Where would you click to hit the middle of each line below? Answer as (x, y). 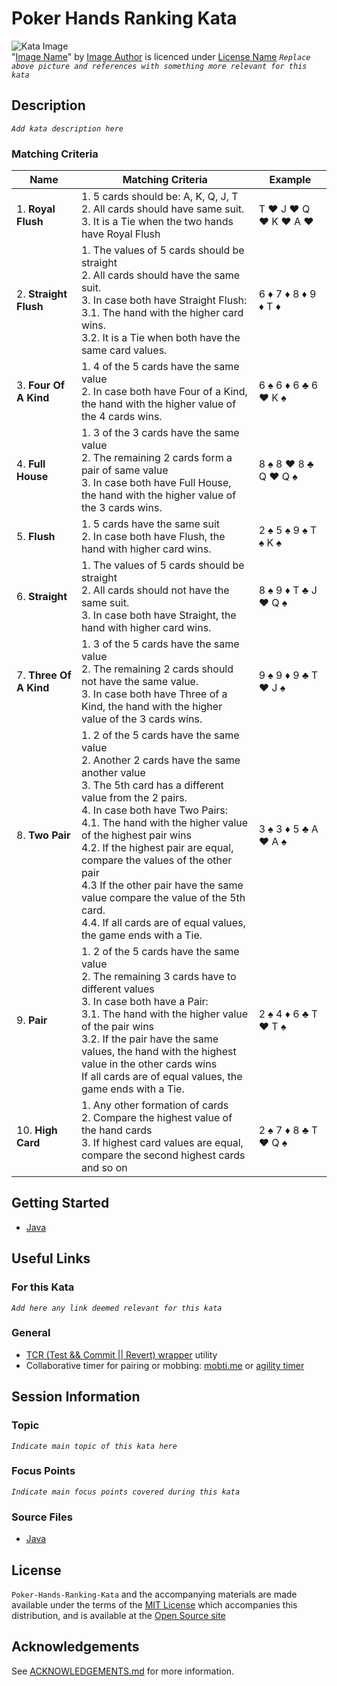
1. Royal (36, 209)
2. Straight (42, 294)
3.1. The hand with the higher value (164, 1014)
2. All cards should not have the (155, 590)
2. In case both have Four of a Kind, (164, 392)
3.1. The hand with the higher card (162, 313)
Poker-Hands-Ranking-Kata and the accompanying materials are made (154, 1594)
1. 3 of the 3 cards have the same (160, 433)
